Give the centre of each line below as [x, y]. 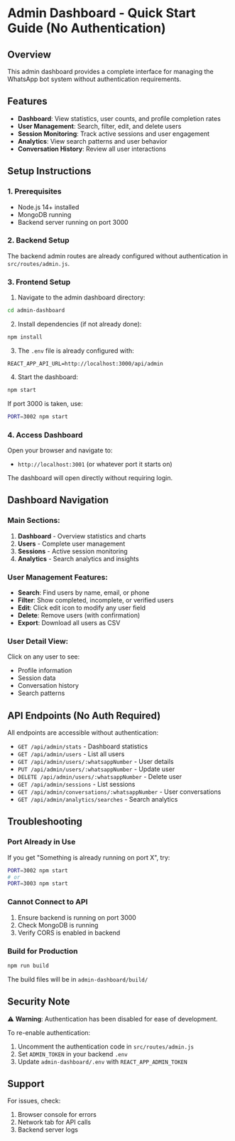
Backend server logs [48, 1130]
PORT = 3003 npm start [38, 883]
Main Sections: [34, 521]
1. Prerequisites [34, 191]
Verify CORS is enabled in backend [69, 933]
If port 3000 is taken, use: [45, 403]
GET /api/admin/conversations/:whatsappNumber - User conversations [119, 792]
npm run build [28, 965]
